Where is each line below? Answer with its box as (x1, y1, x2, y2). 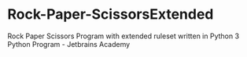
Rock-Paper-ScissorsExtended (7, 5, 214, 23)
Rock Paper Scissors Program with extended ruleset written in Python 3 (7, 31, 240, 41)
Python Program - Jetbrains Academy (7, 39, 131, 48)
